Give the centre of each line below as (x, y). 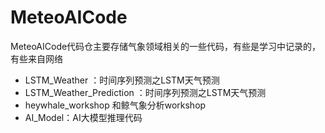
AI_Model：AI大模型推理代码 (83, 117)
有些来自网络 (36, 58)
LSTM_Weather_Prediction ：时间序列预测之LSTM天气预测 (145, 92)
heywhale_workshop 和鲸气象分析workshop (115, 105)
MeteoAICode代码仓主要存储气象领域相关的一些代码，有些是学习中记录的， (166, 46)
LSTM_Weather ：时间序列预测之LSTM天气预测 (122, 80)
